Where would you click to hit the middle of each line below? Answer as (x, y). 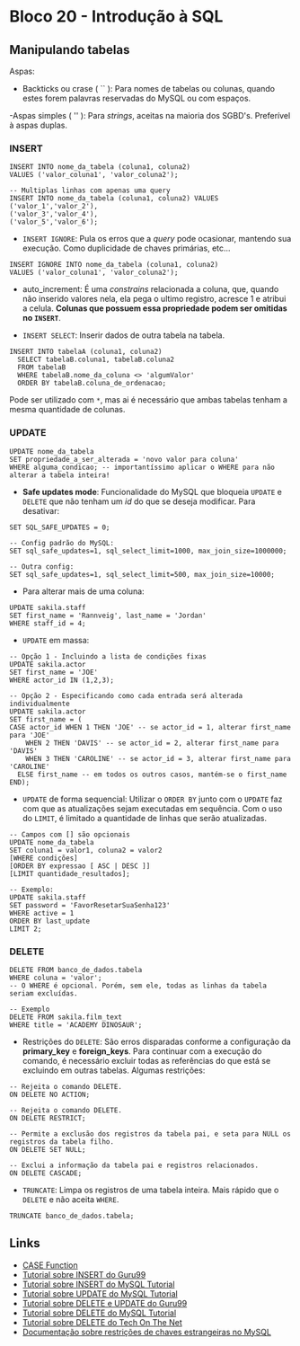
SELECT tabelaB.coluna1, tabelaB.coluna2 (96, 360)
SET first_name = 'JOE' (54, 672)
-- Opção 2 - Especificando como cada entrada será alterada (126, 695)
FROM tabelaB (42, 367)
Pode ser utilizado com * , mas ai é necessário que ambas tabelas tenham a (148, 400)
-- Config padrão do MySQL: (62, 543)
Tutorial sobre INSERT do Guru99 (84, 1274)
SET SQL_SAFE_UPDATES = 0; (60, 527)
